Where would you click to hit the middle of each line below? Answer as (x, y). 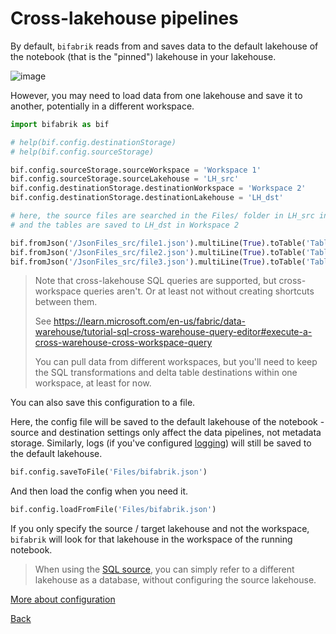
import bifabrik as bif (60, 124)
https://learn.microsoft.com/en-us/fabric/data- (150, 321)
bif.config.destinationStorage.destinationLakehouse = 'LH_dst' (147, 198)
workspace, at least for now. (93, 383)
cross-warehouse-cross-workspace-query (123, 343)
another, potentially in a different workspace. (102, 106)
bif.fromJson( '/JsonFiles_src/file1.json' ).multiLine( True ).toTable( (158, 243)
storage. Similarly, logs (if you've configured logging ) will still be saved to (161, 443)
